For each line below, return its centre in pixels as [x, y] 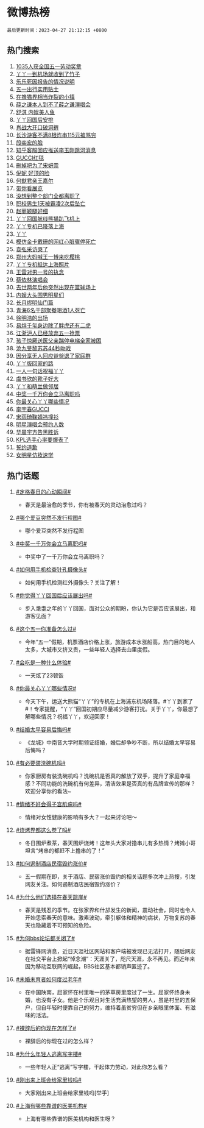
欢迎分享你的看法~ [48, 791]
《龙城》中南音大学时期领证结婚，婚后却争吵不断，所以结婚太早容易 [110, 742]
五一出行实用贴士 [37, 89]
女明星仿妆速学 [34, 455]
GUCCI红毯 [30, 158]
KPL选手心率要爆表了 [42, 439]
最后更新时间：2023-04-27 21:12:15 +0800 [57, 30]
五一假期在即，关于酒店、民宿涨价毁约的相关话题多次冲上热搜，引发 [110, 876]
